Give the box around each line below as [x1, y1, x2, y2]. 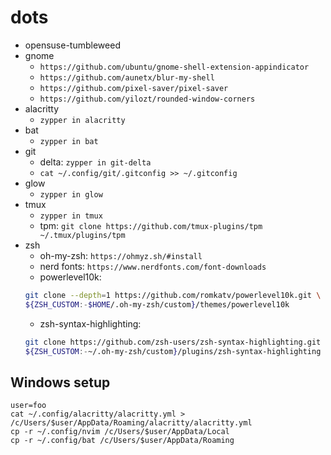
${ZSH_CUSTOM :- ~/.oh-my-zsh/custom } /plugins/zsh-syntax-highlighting [24, 346, 322, 356]
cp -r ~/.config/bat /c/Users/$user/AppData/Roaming [10, 436, 235, 446]
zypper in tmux [39, 211, 103, 221]
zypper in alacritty [39, 115, 126, 125]
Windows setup [10, 374, 111, 391]
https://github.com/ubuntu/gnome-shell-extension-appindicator [39, 62, 310, 72]
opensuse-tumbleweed [24, 39, 121, 51]
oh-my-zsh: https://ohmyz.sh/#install [39, 249, 203, 261]
